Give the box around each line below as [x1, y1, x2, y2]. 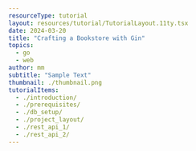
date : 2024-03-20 [8, 26, 67, 34]
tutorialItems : [8, 85, 59, 94]
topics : [8, 42, 35, 50]
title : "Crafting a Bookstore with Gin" [8, 34, 146, 42]
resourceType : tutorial [8, 11, 88, 20]
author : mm [8, 64, 45, 72]
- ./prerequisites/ [15, 101, 81, 109]
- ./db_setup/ [15, 109, 63, 117]
